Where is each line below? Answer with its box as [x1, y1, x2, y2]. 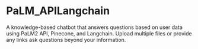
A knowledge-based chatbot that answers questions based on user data [6, 24, 183, 31]
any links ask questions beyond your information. [6, 36, 126, 43]
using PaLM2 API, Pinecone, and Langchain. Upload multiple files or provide [6, 30, 192, 37]
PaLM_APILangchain [6, 4, 110, 18]
